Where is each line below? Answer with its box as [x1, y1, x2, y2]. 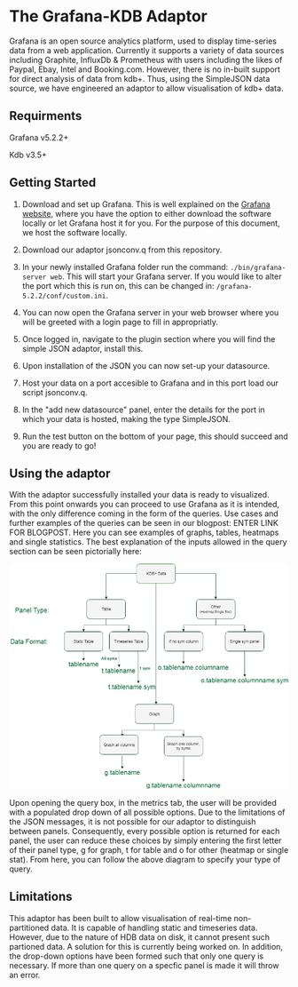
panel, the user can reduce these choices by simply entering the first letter [9, 835, 282, 846]
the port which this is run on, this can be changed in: [21, 280, 215, 291]
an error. [9, 969, 41, 980]
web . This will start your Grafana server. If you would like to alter [50, 271, 282, 282]
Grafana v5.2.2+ [9, 131, 69, 143]
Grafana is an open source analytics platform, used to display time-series [9, 36, 278, 46]
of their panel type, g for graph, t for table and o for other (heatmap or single [9, 844, 289, 855]
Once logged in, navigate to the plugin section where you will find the [21, 333, 276, 344]
